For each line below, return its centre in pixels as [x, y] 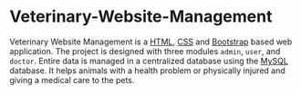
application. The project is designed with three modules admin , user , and [145, 51]
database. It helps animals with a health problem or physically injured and [147, 70]
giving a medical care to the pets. [72, 80]
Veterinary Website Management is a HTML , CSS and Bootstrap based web [151, 42]
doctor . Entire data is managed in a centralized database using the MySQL [149, 61]
